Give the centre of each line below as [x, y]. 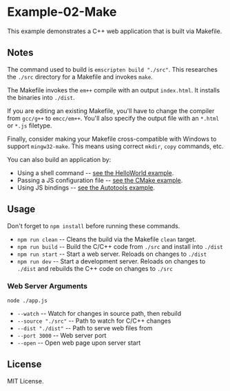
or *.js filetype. [30, 126]
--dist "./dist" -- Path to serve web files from [85, 328]
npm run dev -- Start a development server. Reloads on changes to [111, 261]
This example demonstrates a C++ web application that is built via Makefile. [115, 31]
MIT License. [25, 381]
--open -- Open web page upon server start [79, 343]
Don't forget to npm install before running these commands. [94, 225]
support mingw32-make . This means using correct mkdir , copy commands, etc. [115, 146]
